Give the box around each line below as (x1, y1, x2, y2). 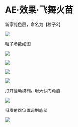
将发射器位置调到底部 (5, 107, 47, 113)
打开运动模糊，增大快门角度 (5, 88, 61, 93)
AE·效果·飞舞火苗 (5, 4, 74, 16)
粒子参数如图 (5, 41, 31, 47)
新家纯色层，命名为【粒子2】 (5, 21, 63, 27)
